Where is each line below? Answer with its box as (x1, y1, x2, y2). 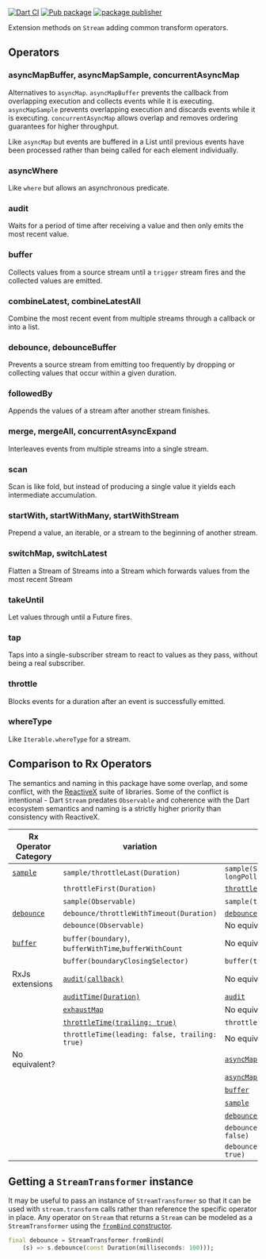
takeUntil (8, 594, 44, 605)
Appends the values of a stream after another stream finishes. (8, 406, 211, 416)
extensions (12, 978, 53, 989)
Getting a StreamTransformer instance (8, 1175, 194, 1188)
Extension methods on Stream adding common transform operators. (8, 23, 229, 32)
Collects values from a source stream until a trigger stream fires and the (8, 267, 246, 277)
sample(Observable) (63, 897, 136, 906)
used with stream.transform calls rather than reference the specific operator (8, 1204, 257, 1214)
